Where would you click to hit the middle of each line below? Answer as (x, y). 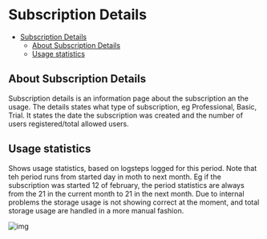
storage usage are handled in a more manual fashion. (96, 210)
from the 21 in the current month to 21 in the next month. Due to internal (126, 193)
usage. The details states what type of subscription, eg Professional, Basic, (133, 106)
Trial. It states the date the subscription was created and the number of (125, 115)
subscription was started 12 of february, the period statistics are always (126, 185)
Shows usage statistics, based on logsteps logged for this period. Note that (133, 168)
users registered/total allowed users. (69, 123)
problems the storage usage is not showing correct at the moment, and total (134, 202)
